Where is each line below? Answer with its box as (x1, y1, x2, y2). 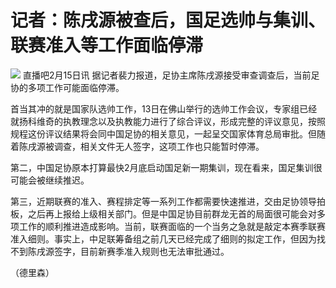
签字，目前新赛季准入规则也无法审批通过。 (53, 245, 230, 257)
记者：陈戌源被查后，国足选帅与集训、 (10, 9, 327, 32)
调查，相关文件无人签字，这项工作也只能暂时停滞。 (53, 140, 265, 152)
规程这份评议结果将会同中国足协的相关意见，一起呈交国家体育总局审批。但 (10, 127, 317, 140)
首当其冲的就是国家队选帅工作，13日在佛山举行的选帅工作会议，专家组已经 (10, 102, 318, 115)
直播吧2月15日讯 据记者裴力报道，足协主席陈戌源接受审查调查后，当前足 (22, 69, 320, 81)
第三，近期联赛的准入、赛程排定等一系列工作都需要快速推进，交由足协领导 (10, 195, 317, 207)
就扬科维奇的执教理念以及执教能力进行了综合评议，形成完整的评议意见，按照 (10, 115, 326, 127)
